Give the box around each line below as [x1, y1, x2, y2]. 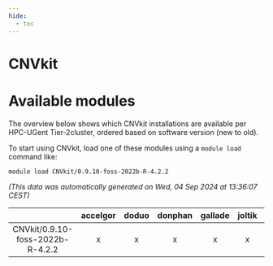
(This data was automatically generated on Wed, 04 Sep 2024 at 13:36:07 [8, 181, 258, 191]
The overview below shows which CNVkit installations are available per [8, 119, 247, 129]
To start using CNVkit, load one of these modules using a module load [8, 143, 241, 153]
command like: [8, 151, 58, 161]
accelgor [80, 209, 116, 220]
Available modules [8, 91, 136, 110]
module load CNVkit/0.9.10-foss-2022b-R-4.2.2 [8, 168, 169, 176]
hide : [8, 11, 27, 20]
